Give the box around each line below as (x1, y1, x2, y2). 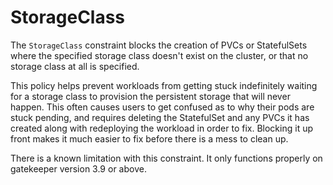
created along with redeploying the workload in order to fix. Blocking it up (10, 122, 313, 134)
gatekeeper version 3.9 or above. (10, 162, 147, 175)
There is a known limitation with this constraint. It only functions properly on (10, 152, 323, 164)
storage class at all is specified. (10, 60, 140, 72)
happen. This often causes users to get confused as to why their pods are (10, 101, 315, 113)
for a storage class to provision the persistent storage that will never (10, 90, 291, 102)
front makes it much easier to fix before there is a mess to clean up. (10, 132, 289, 145)
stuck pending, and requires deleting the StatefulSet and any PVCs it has (10, 111, 310, 123)
